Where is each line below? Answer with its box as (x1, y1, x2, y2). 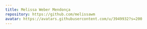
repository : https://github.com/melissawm (5, 12, 95, 17)
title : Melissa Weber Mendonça (5, 7, 71, 12)
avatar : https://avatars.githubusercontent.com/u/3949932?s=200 (5, 16, 142, 21)
